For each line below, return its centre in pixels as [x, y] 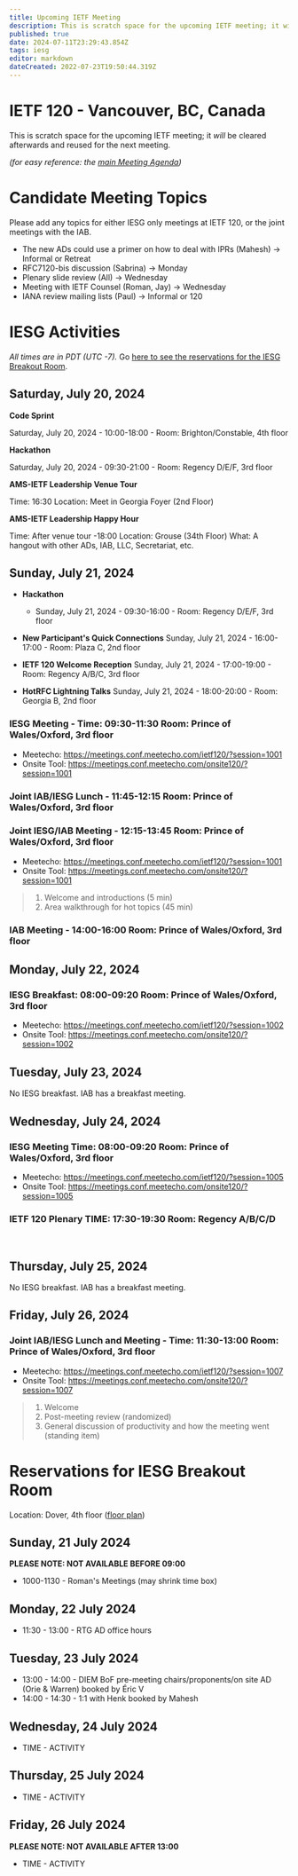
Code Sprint [32, 415]
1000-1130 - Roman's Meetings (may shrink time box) [119, 1581]
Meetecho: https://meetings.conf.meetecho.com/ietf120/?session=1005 [153, 1177]
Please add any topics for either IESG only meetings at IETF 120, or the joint [147, 222]
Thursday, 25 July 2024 [77, 1776]
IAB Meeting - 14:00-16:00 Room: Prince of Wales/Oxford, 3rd [145, 930]
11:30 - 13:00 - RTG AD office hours [87, 1630]
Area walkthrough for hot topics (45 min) [118, 907]
